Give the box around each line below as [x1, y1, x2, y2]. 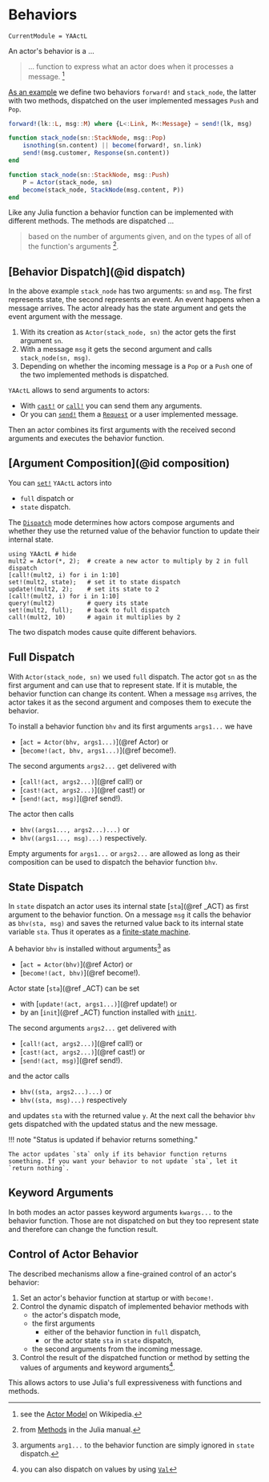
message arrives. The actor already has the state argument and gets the [8, 303, 247, 313]
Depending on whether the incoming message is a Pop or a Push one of [19, 361, 254, 370]
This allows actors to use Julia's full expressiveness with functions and [8, 1378, 243, 1387]
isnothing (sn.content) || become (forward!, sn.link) [22, 142, 203, 150]
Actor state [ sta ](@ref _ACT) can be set [8, 983, 140, 993]
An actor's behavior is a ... [8, 46, 94, 55]
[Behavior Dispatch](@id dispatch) [8, 264, 186, 278]
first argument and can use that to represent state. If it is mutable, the [8, 680, 238, 690]
